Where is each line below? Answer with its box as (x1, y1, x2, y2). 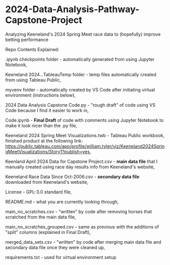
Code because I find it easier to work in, (5, 107, 89, 113)
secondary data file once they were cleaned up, (5, 244, 106, 250)
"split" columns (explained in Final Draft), (5, 229, 91, 235)
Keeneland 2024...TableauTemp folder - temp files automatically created (5, 71, 156, 77)
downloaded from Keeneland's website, (5, 179, 88, 185)
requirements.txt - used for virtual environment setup (5, 254, 117, 260)
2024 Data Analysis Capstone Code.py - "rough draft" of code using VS (5, 102, 156, 108)
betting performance (5, 37, 49, 43)
